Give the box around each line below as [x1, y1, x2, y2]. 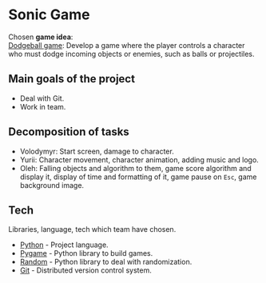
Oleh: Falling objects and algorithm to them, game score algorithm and [19, 163, 252, 173]
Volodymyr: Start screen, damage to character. [19, 146, 174, 156]
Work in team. [19, 102, 66, 111]
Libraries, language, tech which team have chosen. [8, 225, 177, 234]
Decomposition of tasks [8, 126, 129, 139]
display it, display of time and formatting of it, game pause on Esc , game [19, 172, 257, 181]
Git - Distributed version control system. [19, 265, 152, 275]
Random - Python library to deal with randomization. [19, 257, 193, 267]
